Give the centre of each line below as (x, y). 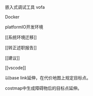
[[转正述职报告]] (21, 48)
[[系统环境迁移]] (21, 37)
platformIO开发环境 (24, 27)
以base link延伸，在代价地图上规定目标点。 (48, 78)
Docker (12, 17)
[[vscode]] (15, 68)
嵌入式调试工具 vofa (25, 7)
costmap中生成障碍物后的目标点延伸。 (44, 88)
